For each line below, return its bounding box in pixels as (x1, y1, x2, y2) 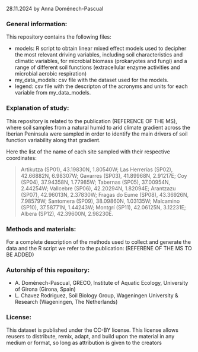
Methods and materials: (6, 225, 76, 233)
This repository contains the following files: (6, 33, 111, 40)
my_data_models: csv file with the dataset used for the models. (14, 77, 169, 84)
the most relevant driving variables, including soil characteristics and (14, 51, 183, 58)
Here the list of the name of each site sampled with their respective (6, 148, 170, 155)
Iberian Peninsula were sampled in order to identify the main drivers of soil (6, 130, 188, 137)
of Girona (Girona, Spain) (14, 285, 76, 293)
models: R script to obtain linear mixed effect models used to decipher (14, 45, 187, 52)
